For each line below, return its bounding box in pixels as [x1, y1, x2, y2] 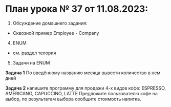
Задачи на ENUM [12, 59, 50, 66]
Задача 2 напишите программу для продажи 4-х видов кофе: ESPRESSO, [5, 85, 166, 91]
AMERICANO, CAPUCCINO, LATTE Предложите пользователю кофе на [5, 90, 158, 96]
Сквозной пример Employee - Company [12, 30, 99, 36]
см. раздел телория [12, 50, 56, 56]
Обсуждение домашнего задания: [12, 20, 88, 26]
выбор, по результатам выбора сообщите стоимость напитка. [5, 96, 142, 102]
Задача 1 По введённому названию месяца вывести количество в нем [5, 70, 161, 76]
